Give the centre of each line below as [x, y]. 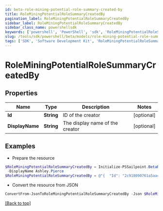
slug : [10, 37]
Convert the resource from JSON [45, 185]
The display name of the [90, 123]
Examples [20, 146]
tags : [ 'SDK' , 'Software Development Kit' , [50, 41]
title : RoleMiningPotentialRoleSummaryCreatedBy [55, 14]
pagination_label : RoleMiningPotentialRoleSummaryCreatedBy [67, 18]
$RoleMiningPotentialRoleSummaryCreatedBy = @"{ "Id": [63, 176]
